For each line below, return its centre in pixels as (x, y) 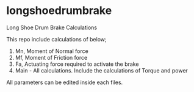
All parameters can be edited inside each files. (65, 82)
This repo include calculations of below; (56, 39)
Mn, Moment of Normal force (52, 51)
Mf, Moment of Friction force (51, 57)
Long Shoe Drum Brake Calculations (52, 27)
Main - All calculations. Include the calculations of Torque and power (101, 70)
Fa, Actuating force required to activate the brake (77, 64)
